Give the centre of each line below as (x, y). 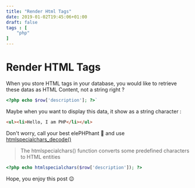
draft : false (22, 22)
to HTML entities (40, 157)
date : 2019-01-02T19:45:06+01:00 (47, 17)
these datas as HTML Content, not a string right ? (65, 89)
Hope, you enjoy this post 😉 (40, 179)
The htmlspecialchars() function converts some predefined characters (105, 150)
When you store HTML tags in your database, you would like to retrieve (91, 83)
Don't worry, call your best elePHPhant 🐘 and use (65, 133)
